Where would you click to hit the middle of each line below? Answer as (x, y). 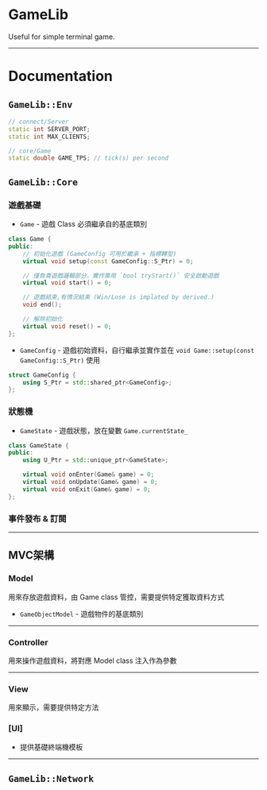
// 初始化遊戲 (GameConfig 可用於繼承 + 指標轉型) (100, 254)
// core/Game (30, 151)
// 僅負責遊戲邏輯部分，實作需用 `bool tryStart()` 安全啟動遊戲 (121, 276)
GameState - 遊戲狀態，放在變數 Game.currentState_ (104, 430)
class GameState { (39, 445)
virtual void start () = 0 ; (67, 283)
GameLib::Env (41, 105)
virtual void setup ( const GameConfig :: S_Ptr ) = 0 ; (108, 261)
